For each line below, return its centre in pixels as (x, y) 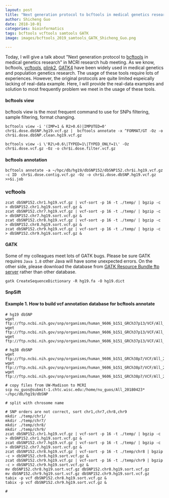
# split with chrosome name (35, 403)
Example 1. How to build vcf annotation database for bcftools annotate (80, 304)
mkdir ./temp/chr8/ (26, 425)
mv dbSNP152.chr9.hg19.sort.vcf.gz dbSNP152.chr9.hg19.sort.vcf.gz (77, 474)
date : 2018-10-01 (23, 24)
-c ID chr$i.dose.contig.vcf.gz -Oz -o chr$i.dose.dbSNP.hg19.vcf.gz (81, 175)
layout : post (19, 10)
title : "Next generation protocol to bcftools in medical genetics (77, 15)
